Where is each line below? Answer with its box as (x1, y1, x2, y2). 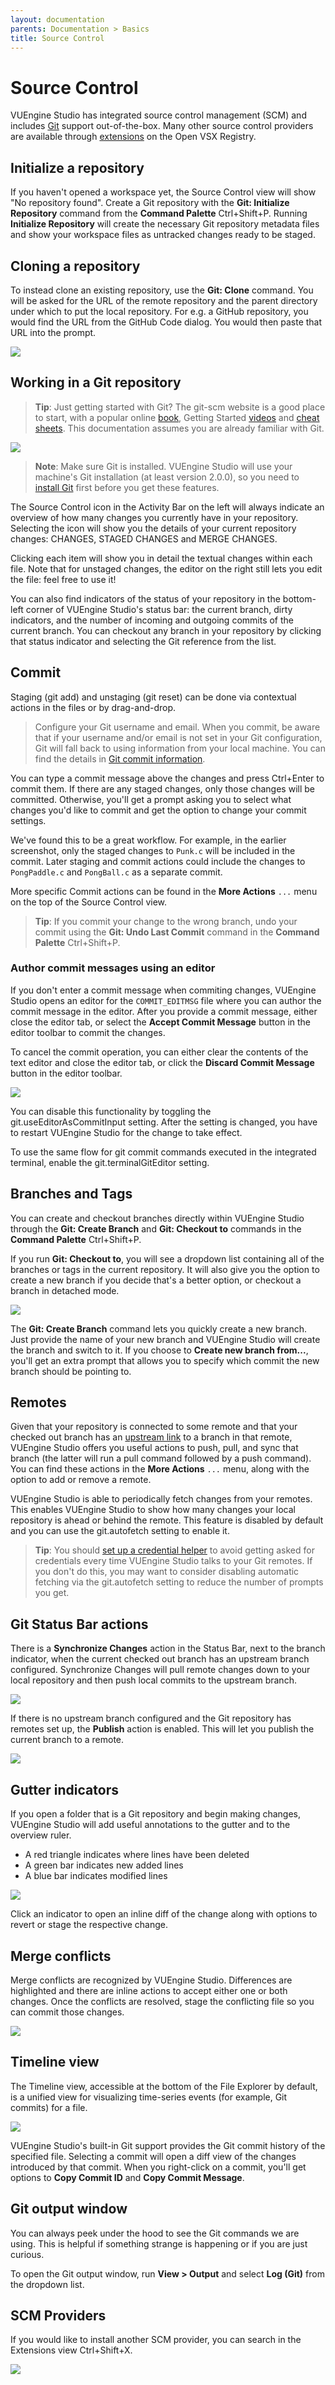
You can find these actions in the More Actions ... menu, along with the (10, 1463, 310, 1475)
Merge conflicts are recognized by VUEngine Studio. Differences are (10, 1974, 293, 1986)
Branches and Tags (10, 1186, 133, 1203)
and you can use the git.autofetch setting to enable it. (10, 1525, 230, 1537)
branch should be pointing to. (10, 1365, 132, 1377)
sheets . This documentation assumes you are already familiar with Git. (34, 422, 325, 434)
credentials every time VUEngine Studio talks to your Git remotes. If (34, 1555, 313, 1567)
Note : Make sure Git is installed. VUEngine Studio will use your (34, 460, 293, 472)
